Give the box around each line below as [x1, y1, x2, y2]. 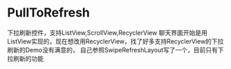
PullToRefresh [7, 5, 90, 21]
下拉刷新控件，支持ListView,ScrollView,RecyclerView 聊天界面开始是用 [7, 28, 207, 37]
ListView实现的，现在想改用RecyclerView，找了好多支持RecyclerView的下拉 [7, 37, 224, 46]
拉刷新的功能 [7, 54, 44, 63]
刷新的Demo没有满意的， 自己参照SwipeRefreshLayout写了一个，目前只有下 [7, 46, 224, 54]
